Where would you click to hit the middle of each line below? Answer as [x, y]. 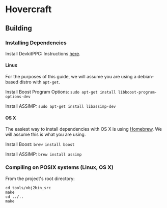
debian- [146, 77]
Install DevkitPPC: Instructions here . [43, 53]
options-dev [18, 97]
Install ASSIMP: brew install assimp [44, 154]
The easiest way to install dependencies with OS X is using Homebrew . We [83, 129]
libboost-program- [137, 93]
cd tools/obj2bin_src [28, 188]
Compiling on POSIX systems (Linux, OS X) [59, 167]
